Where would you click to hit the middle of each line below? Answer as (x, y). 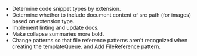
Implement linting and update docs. (55, 27)
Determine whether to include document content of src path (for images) (101, 15)
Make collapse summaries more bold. (58, 34)
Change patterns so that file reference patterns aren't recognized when (100, 40)
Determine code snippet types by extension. (66, 9)
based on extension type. (43, 21)
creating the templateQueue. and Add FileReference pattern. (86, 46)
